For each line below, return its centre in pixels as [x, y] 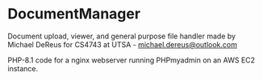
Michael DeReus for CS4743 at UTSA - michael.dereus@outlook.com [122, 44]
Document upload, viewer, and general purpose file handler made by [121, 36]
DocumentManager [74, 14]
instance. [23, 68]
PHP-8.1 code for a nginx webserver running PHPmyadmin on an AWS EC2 [131, 60]
